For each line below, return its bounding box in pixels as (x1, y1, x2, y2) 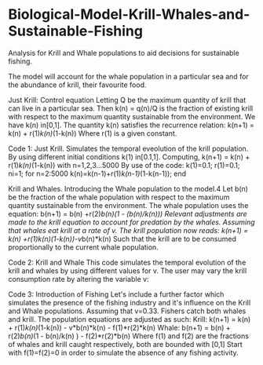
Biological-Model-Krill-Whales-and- (8, 5, 250, 24)
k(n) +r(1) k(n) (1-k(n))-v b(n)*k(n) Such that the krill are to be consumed (8, 234, 237, 243)
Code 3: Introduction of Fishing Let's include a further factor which (8, 289, 225, 299)
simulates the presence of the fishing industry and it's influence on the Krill (8, 297, 251, 307)
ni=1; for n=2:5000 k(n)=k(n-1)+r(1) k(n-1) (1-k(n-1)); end (8, 169, 187, 178)
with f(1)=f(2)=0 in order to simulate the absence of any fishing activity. (8, 348, 239, 357)
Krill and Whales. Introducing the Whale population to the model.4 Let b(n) (8, 184, 249, 193)
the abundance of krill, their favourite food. (8, 80, 147, 89)
